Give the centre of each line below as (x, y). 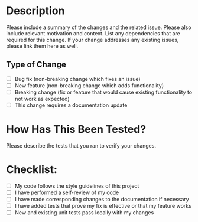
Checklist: (32, 170)
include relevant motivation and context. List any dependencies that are (93, 33)
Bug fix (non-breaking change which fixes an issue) (77, 79)
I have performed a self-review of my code (67, 192)
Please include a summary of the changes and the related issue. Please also (99, 27)
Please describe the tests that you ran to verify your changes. (81, 145)
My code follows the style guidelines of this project (77, 186)
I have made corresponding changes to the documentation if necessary (102, 199)
